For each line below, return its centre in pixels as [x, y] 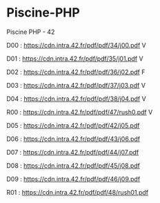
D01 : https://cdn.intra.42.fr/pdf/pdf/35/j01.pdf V [75, 58]
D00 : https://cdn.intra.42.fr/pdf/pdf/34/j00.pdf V [76, 45]
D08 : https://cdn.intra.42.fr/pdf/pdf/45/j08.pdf [73, 165]
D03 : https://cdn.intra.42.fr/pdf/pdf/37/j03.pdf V [76, 85]
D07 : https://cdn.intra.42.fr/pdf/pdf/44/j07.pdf [73, 152]
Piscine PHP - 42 [31, 32]
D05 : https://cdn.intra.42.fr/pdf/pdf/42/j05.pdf [73, 125]
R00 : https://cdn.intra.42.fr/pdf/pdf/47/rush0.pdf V [80, 112]
